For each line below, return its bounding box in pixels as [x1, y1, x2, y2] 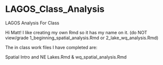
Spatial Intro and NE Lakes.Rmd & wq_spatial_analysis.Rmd [5, 54, 127, 60]
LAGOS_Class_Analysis [5, 3, 105, 15]
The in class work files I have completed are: [5, 44, 98, 50]
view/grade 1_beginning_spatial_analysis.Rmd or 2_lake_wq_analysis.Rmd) [5, 35, 159, 41]
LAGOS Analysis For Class [5, 20, 59, 26]
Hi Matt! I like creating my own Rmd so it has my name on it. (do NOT [5, 29, 147, 35]
